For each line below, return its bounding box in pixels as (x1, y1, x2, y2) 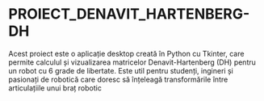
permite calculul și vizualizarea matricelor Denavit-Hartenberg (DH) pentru (8, 57, 257, 67)
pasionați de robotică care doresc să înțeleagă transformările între (8, 74, 228, 84)
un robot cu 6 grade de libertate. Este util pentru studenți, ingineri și (8, 65, 234, 75)
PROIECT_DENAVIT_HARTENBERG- (8, 5, 250, 23)
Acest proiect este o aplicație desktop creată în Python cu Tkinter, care (8, 48, 245, 58)
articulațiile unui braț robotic (8, 82, 103, 93)
